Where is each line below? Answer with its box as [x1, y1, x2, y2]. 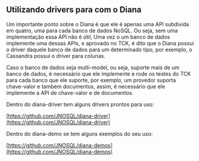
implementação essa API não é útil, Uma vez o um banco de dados [6, 33, 170, 41]
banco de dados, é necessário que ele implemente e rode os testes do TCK [6, 70, 191, 77]
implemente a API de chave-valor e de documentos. [6, 89, 134, 96]
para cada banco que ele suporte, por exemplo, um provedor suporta [6, 76, 176, 83]
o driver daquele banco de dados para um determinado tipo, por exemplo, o [6, 46, 192, 53]
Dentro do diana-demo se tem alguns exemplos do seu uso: [6, 130, 153, 137]
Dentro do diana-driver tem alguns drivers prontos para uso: [6, 101, 154, 108]
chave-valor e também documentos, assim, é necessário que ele [6, 83, 166, 90]
